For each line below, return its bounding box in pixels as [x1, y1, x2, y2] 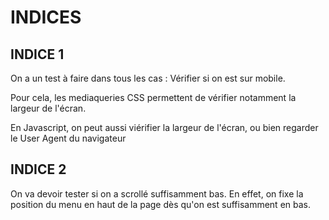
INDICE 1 [10, 46, 65, 63]
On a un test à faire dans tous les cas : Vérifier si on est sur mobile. [10, 72, 286, 84]
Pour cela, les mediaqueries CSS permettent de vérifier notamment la [10, 92, 297, 103]
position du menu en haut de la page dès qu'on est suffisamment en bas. [10, 198, 311, 210]
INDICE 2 [10, 161, 67, 178]
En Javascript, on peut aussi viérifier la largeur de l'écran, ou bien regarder [10, 122, 319, 133]
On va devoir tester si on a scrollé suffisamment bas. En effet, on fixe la [10, 187, 304, 200]
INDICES [10, 6, 82, 29]
